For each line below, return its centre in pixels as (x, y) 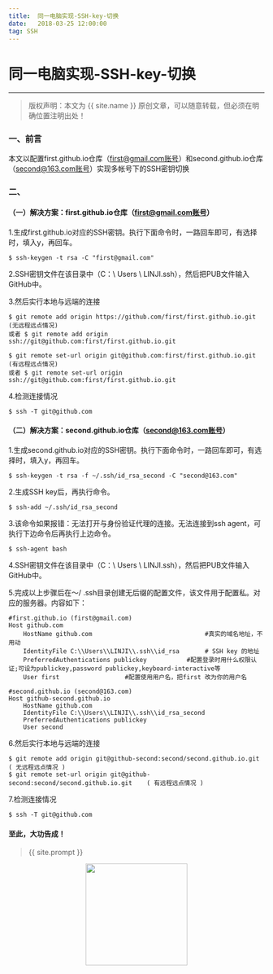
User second (43, 727)
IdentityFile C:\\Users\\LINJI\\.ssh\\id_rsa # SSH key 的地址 (141, 651)
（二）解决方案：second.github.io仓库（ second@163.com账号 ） (119, 430)
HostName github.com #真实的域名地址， (140, 634)
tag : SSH (23, 31)
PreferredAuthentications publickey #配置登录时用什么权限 (137, 660)
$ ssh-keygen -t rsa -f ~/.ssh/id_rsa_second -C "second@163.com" (123, 476)
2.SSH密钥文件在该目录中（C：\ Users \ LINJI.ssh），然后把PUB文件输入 (129, 274)
